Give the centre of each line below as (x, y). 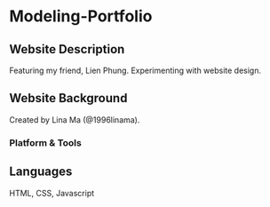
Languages (41, 172)
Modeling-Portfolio (81, 16)
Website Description (67, 49)
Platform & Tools (45, 142)
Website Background (68, 98)
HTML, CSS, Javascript (52, 193)
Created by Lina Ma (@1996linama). (75, 119)
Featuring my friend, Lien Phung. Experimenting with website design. (135, 70)
